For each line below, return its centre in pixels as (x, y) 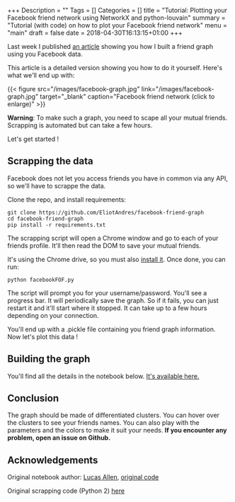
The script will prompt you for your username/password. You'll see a (107, 292)
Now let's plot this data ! (43, 336)
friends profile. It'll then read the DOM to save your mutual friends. (104, 245)
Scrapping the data (50, 161)
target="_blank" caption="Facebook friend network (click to (127, 96)
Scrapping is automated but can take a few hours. (80, 125)
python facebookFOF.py (41, 280)
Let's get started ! (33, 139)
